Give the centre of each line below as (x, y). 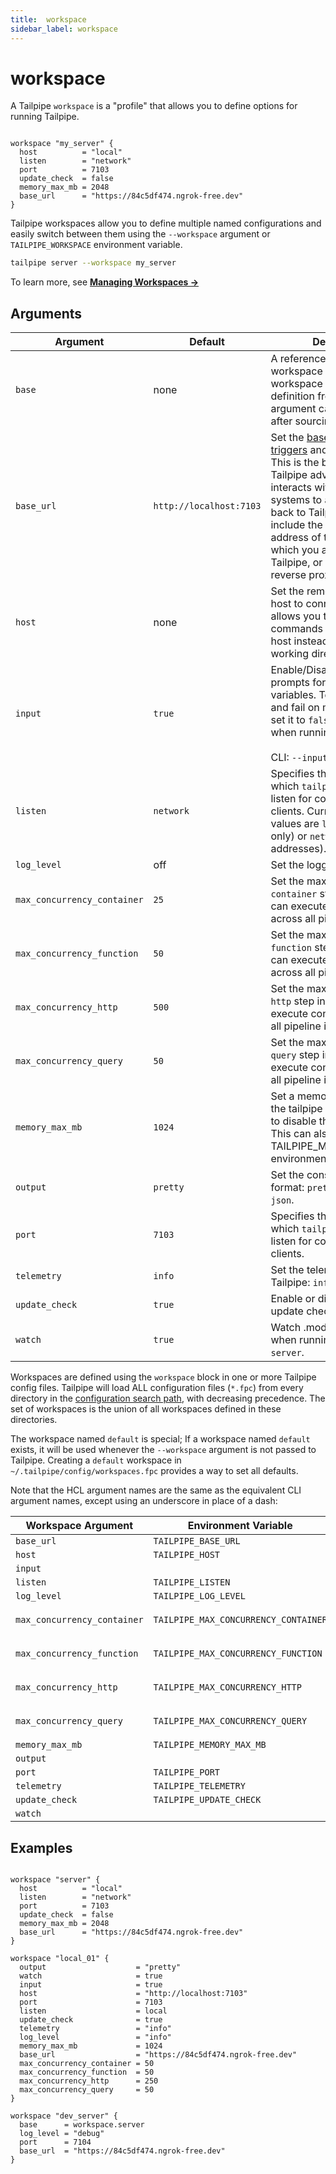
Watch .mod (299, 1328)
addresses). (298, 849)
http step (292, 1001)
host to (287, 604)
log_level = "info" (95, 2037)
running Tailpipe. (45, 117)
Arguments (46, 313)
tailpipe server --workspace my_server (93, 263)
